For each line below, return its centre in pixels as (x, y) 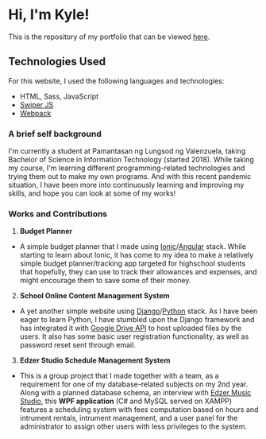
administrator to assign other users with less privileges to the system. (133, 426)
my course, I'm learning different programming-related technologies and (127, 168)
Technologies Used (57, 62)
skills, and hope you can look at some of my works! (92, 193)
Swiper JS (37, 104)
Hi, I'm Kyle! (49, 15)
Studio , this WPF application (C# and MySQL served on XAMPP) (126, 401)
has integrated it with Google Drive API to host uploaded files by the (131, 328)
